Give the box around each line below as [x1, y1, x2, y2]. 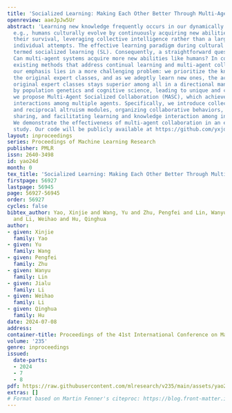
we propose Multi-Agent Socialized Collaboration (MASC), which [13, 94, 202, 101]
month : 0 [7, 164, 32, 171]
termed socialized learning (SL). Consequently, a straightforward [13, 49, 212, 56]
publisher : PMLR [7, 145, 54, 152]
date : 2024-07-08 [7, 318, 57, 325]
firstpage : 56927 [7, 177, 57, 184]
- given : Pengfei [7, 254, 57, 261]
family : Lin [13, 273, 48, 280]
